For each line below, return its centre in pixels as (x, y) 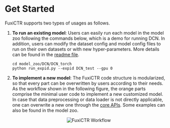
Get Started (30, 9)
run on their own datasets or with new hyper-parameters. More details (86, 49)
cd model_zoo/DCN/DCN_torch (42, 64)
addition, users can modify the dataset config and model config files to (87, 43)
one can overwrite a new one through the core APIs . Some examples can (89, 105)
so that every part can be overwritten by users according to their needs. (88, 83)
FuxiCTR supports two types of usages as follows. (58, 23)
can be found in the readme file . (46, 55)
